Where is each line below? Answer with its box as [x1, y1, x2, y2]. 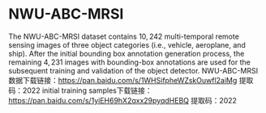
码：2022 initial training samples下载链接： [8, 86, 152, 95]
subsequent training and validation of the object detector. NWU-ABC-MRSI [8, 65, 258, 75]
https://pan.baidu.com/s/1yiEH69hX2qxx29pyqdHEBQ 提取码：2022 [8, 95, 238, 105]
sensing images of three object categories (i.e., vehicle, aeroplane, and [8, 40, 246, 49]
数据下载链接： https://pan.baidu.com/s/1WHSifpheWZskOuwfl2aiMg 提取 [8, 75, 254, 85]
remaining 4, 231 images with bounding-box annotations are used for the [8, 57, 251, 67]
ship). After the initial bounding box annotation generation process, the [8, 48, 245, 58]
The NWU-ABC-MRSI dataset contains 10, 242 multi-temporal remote [8, 31, 239, 41]
